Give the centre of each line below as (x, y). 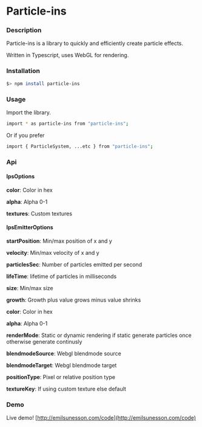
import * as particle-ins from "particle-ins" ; (68, 123)
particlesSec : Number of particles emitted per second (74, 265)
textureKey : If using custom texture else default (66, 389)
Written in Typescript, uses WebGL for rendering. (68, 55)
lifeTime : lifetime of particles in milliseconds (62, 276)
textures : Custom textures (39, 213)
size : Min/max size (30, 288)
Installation (23, 71)
